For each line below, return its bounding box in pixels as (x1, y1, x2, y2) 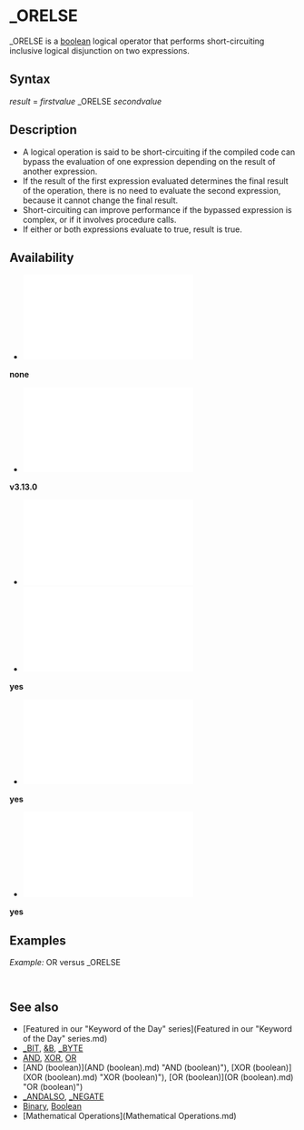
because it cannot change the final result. (22, 195, 179, 206)
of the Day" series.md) (22, 1034, 108, 1044)
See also (9, 999, 59, 1014)
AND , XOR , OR (22, 1053, 77, 1063)
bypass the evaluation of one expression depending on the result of (22, 156, 276, 166)
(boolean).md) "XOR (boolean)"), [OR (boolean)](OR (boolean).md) (44, 1072, 294, 1083)
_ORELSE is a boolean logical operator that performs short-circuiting (9, 35, 265, 46)
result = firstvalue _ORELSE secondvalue (9, 96, 162, 106)
